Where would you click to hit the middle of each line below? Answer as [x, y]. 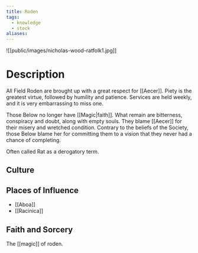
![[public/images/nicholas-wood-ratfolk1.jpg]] [61, 50]
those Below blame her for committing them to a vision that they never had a [99, 134]
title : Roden [22, 12]
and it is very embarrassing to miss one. [55, 104]
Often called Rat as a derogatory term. [53, 152]
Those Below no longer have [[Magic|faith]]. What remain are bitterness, [94, 115]
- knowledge [26, 23]
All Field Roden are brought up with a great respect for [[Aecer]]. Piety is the [99, 91]
